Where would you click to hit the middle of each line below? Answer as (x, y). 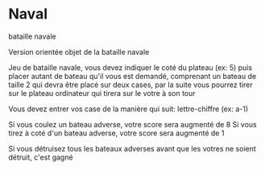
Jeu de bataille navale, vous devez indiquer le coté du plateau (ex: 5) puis (130, 67)
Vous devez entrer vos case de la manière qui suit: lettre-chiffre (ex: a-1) (128, 109)
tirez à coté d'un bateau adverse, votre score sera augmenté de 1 (116, 133)
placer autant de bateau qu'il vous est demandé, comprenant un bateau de (132, 76)
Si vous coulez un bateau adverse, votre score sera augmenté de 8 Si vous (132, 124)
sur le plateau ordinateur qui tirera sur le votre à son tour (102, 93)
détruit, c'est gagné (41, 157)
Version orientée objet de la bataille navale (79, 52)
